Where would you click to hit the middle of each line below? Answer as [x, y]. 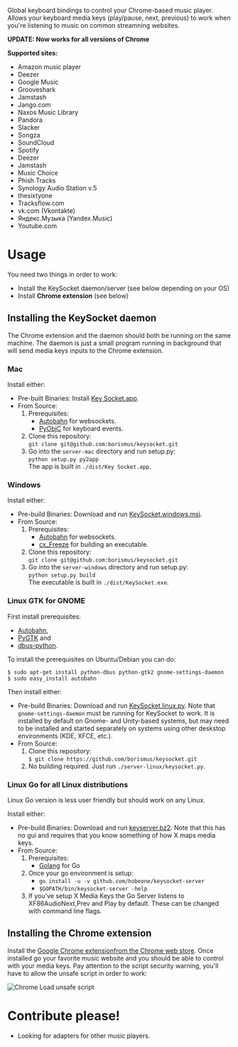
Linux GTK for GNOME [47, 601]
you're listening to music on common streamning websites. [93, 25]
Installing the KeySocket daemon [82, 318]
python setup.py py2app [64, 460]
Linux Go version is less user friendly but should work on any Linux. [107, 800]
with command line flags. [65, 911]
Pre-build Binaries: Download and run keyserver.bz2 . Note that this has [121, 827]
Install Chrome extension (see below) [73, 296]
